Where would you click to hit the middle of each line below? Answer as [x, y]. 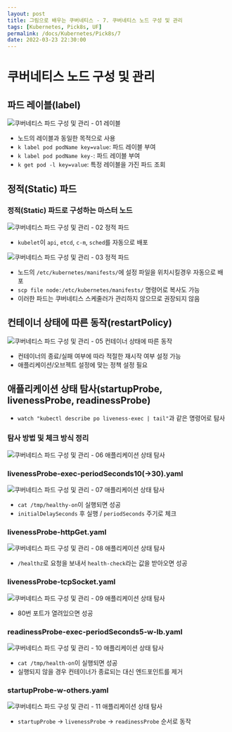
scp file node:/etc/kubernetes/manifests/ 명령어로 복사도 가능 [109, 290]
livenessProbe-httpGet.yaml [57, 532]
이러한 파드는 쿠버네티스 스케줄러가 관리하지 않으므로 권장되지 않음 [109, 298]
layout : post [26, 14]
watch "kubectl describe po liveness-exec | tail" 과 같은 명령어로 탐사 [121, 418]
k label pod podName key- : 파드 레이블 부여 [79, 156]
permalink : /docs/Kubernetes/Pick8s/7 [64, 33]
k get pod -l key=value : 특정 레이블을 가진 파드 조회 [91, 165]
